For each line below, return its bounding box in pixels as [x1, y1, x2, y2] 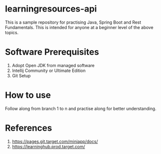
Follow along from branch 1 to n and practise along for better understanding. [5, 105, 157, 112]
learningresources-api [5, 3, 97, 14]
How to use [5, 90, 51, 101]
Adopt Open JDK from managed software [12, 62, 95, 68]
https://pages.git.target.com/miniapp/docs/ [12, 139, 98, 144]
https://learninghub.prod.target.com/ [12, 143, 85, 149]
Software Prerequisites [5, 47, 99, 57]
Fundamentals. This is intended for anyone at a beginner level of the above [5, 24, 153, 30]
